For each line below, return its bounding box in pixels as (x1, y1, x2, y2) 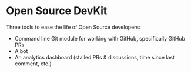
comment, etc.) (14, 60, 52, 67)
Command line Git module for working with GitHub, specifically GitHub (14, 35, 186, 42)
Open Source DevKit (6, 4, 108, 18)
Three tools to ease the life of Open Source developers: (6, 24, 140, 31)
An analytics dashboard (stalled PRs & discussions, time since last (14, 54, 175, 61)
